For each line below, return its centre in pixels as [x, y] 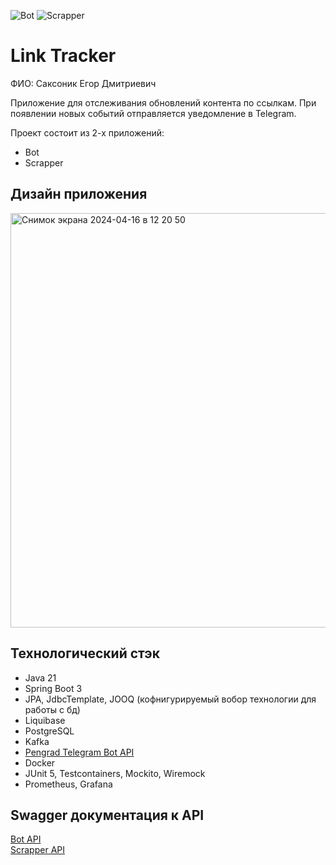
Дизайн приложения [79, 194]
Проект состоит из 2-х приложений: [87, 132]
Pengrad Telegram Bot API [79, 752]
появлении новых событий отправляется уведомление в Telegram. [153, 113]
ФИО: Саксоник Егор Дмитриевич [83, 83]
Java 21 [40, 677]
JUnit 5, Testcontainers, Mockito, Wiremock [115, 773]
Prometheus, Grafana [68, 784]
